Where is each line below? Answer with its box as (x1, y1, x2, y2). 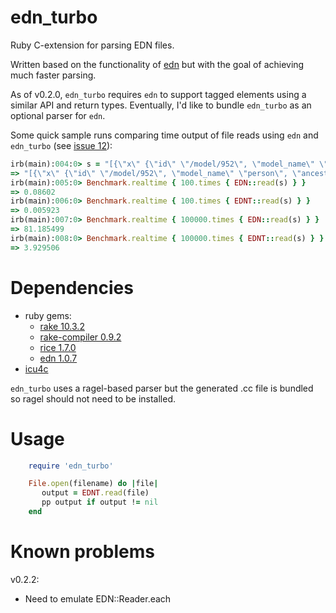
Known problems (10, 541, 155, 563)
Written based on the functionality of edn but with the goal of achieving (10, 58, 305, 70)
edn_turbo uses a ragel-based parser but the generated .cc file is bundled (10, 382, 314, 394)
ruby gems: (24, 309, 72, 321)
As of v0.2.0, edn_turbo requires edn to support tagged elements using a (10, 88, 307, 100)
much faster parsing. (10, 69, 97, 81)
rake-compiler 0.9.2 (39, 331, 122, 343)
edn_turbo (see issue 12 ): (10, 139, 113, 151)
